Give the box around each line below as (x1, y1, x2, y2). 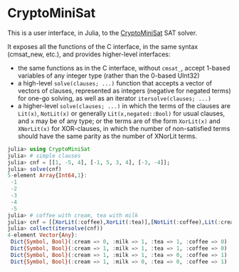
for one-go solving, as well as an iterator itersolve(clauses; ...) (17, 94, 212, 103)
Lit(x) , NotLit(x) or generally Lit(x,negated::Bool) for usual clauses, (17, 109, 225, 117)
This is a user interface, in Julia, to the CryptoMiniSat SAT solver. (7, 28, 198, 37)
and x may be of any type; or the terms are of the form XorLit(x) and (17, 116, 221, 125)
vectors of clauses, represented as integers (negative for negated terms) (17, 86, 231, 95)
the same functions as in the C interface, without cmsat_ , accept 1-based (17, 63, 230, 72)
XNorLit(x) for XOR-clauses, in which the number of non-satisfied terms (17, 124, 230, 132)
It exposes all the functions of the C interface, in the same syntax (7, 42, 198, 51)
